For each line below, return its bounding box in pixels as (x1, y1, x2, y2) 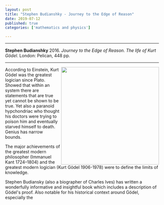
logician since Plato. (5, 77, 45, 83)
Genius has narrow (5, 129, 43, 135)
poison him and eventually (5, 119, 58, 124)
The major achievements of (5, 143, 60, 149)
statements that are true (5, 93, 54, 99)
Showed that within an (5, 82, 50, 88)
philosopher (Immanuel (5, 154, 52, 160)
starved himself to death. (5, 124, 56, 130)
